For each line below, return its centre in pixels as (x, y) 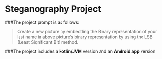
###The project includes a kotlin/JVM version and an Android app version (80, 51)
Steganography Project (53, 9)
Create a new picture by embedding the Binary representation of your (87, 31)
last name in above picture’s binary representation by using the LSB (85, 37)
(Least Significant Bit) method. (48, 42)
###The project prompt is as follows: (42, 22)
